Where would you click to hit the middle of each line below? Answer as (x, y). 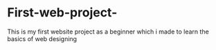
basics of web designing (42, 38)
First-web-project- (62, 13)
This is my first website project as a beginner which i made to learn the (108, 32)
